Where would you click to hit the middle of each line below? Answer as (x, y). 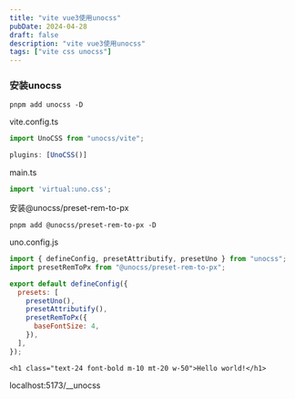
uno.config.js (34, 242)
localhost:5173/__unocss (55, 385)
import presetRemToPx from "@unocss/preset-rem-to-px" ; (117, 267)
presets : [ (38, 292)
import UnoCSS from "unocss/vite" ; (77, 139)
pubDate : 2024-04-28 (49, 26)
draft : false (34, 35)
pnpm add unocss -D (46, 105)
